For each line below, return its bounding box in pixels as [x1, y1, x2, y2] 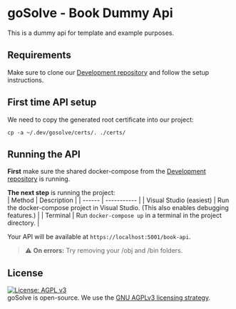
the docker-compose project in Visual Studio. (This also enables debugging [7, 204, 230, 212]
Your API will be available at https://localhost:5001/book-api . [7, 233, 191, 241]
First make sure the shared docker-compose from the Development [7, 167, 207, 176]
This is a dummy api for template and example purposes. [7, 28, 175, 37]
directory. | [7, 219, 40, 227]
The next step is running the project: [7, 189, 116, 197]
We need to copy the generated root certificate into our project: [7, 115, 194, 124]
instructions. [7, 75, 44, 84]
